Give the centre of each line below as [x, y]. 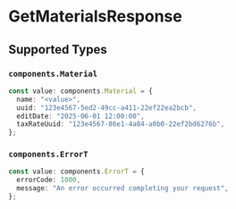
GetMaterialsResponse [95, 17]
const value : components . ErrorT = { [76, 171]
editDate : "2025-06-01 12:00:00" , [80, 116]
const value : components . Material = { [80, 91]
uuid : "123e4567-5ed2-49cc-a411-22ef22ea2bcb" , [107, 108]
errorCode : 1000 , [49, 180]
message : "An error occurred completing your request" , [122, 188]
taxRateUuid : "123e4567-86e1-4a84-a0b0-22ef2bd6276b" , [121, 124]
